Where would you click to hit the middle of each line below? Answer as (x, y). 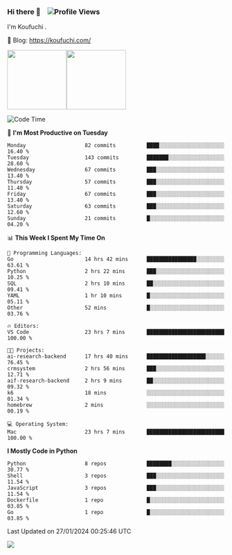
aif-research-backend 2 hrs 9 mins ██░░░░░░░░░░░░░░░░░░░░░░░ (116, 381)
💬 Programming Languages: (44, 254)
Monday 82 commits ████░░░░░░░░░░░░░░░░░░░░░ (116, 146)
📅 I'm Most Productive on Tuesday (58, 133)
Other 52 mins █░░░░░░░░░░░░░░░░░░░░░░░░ (116, 308)
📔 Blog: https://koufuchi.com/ (49, 40)
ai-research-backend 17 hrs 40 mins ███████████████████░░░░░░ (116, 357)
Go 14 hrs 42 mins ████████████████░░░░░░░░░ (116, 259)
